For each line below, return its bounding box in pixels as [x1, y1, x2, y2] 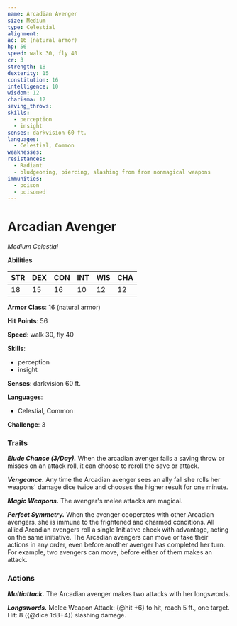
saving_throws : [7, 103, 53, 110]
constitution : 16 [7, 76, 59, 84]
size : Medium [7, 17, 46, 24]
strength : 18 [7, 63, 46, 70]
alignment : [7, 30, 40, 38]
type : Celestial [7, 23, 55, 30]
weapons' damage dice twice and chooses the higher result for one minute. [7, 483, 228, 491]
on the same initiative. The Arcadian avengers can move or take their [7, 533, 209, 542]
